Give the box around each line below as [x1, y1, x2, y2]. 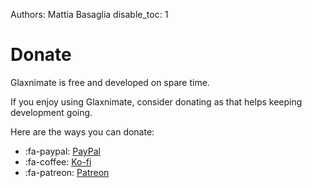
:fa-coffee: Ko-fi [24, 155, 92, 168]
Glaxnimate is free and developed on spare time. [10, 76, 210, 88]
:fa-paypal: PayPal [24, 145, 101, 157]
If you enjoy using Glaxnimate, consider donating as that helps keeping [10, 95, 303, 108]
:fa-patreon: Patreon [24, 166, 110, 178]
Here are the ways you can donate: [10, 125, 155, 138]
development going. [10, 106, 93, 118]
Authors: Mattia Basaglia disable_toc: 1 [10, 9, 169, 20]
